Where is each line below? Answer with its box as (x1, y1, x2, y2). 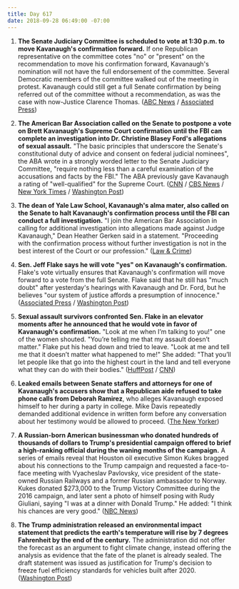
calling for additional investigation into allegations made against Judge (17, 223, 225, 232)
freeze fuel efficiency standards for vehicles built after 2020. (17, 565, 196, 575)
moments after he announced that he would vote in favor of (17, 319, 198, 328)
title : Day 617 (7, 10, 53, 18)
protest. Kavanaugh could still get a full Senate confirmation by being (17, 82, 221, 91)
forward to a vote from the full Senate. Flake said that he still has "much (17, 276, 228, 284)
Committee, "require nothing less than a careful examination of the (17, 164, 214, 173)
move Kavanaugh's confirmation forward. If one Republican (17, 44, 198, 53)
